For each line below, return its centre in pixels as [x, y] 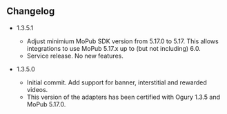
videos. [37, 89]
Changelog [31, 11]
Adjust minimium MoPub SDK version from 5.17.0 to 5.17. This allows [122, 41]
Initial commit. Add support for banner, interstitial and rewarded [117, 82]
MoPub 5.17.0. [46, 104]
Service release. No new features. [75, 56]
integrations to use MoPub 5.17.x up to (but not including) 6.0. [113, 48]
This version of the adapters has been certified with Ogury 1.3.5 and [123, 97]
